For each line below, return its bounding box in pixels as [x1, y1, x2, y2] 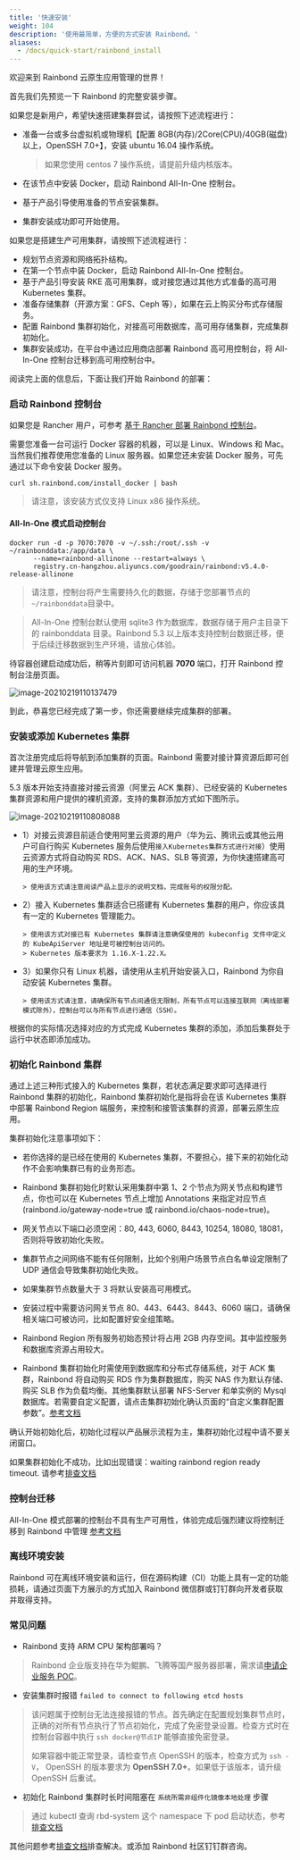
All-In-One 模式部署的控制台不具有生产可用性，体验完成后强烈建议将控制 [9, 1514, 277, 1525]
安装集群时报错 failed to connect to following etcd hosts [21, 1690, 244, 1701]
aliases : [9, 38, 42, 47]
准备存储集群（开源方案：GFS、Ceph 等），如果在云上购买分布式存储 [21, 298, 275, 309]
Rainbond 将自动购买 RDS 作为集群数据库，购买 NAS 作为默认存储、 [37, 1374, 288, 1385]
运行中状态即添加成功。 [9, 1034, 96, 1044]
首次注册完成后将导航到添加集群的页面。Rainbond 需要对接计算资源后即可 [9, 751, 281, 762]
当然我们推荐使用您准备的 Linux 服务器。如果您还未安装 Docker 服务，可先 [9, 450, 284, 461]
